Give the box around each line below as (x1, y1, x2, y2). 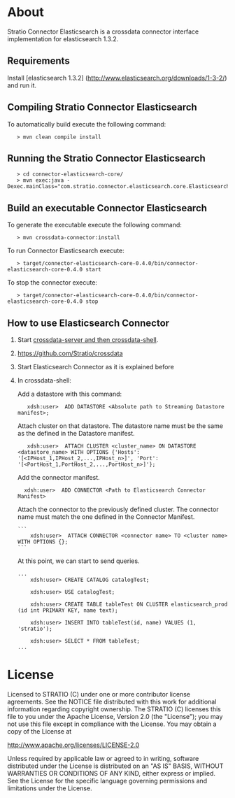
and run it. (7, 81, 37, 90)
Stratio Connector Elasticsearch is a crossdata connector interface (7, 27, 199, 36)
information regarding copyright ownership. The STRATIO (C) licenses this (7, 704, 222, 713)
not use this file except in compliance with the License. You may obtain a (7, 720, 217, 728)
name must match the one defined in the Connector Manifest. (17, 513, 195, 521)
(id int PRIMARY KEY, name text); (17, 607, 118, 614)
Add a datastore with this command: (17, 390, 122, 398)
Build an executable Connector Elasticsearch (7, 202, 208, 214)
